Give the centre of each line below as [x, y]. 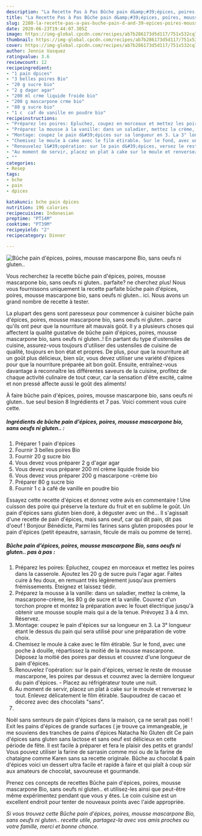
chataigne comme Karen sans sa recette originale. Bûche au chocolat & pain [101, 758]
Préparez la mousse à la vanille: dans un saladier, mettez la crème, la [100, 593]
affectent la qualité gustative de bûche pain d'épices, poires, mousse [92, 332]
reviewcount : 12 [26, 62]
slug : [13, 23]
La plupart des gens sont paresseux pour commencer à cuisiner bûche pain [100, 313]
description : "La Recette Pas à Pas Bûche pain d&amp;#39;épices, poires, [102, 12]
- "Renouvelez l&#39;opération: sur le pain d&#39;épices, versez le [95, 146]
